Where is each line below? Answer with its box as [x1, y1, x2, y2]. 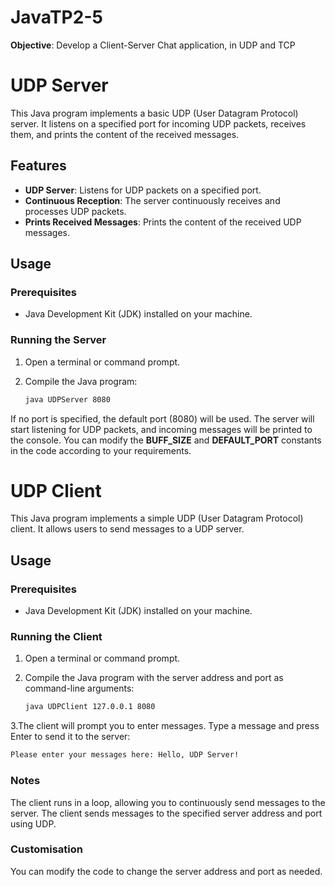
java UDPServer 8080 [24, 394, 111, 405]
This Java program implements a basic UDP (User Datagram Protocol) [10, 107, 299, 119]
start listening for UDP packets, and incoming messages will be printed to [10, 423, 313, 435]
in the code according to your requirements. [10, 444, 192, 456]
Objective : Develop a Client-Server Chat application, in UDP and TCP [10, 39, 296, 51]
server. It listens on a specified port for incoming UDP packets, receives [10, 117, 307, 130]
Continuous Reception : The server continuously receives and [24, 194, 281, 206]
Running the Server [10, 333, 107, 347]
